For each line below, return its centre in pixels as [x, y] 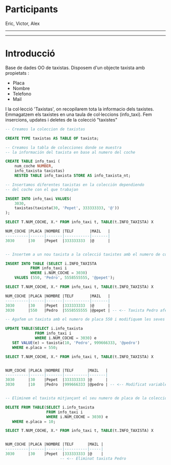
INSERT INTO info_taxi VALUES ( [38, 199]
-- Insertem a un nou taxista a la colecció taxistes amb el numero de [83, 254]
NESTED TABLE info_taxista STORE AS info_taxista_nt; [73, 176]
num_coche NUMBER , [34, 166]
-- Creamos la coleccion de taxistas [45, 129]
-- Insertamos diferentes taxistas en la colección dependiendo [75, 185]
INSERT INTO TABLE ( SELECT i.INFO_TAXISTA [51, 264]
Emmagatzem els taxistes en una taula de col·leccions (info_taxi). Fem [79, 114]
